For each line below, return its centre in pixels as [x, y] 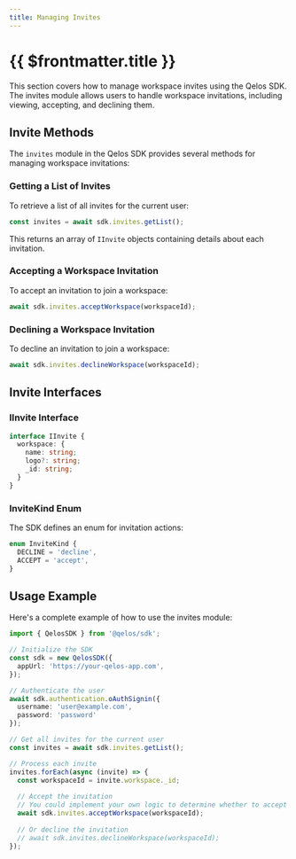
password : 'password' [57, 715]
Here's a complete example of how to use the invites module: [121, 618]
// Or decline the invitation [73, 830]
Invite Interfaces [55, 392]
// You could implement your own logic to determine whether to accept [152, 805]
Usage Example [53, 596]
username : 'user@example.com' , [75, 707]
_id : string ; [49, 469]
